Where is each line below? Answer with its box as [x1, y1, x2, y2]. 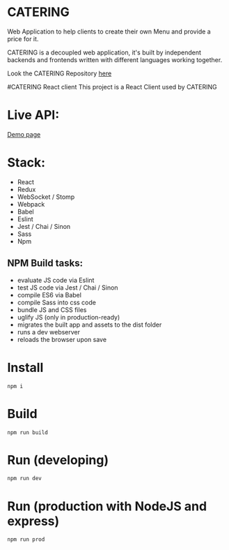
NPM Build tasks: [7, 258, 84, 269]
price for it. [7, 34, 39, 43]
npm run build [7, 429, 49, 436]
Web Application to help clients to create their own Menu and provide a [7, 27, 211, 36]
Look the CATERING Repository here [7, 69, 112, 77]
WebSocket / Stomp [17, 193, 75, 201]
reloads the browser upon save [17, 335, 106, 343]
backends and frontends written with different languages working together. [7, 55, 223, 64]
